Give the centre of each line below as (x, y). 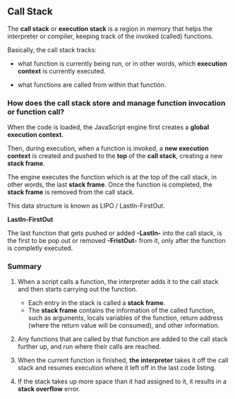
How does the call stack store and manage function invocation (116, 103)
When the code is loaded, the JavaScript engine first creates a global (108, 127)
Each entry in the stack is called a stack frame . (97, 303)
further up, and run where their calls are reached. (89, 347)
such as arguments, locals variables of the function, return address (126, 318)
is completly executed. (40, 248)
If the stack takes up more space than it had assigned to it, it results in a (122, 381)
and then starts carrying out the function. (77, 290)
